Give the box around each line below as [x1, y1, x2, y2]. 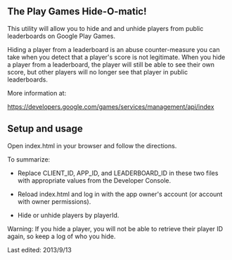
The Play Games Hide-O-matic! [7, 6, 147, 18]
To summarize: [7, 155, 51, 164]
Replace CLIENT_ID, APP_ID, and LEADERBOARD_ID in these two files [17, 169, 219, 177]
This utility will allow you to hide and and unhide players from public [7, 24, 204, 32]
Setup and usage [7, 123, 83, 135]
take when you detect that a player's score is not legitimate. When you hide [7, 53, 226, 61]
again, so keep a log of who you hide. [7, 232, 116, 240]
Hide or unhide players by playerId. [17, 211, 120, 219]
